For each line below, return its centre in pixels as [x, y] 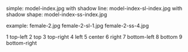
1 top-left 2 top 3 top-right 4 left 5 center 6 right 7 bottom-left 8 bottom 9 [94, 37]
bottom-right [21, 43]
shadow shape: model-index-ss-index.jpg [57, 14]
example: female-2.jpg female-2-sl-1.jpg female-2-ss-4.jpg [78, 26]
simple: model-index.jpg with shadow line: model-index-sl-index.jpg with [94, 8]
